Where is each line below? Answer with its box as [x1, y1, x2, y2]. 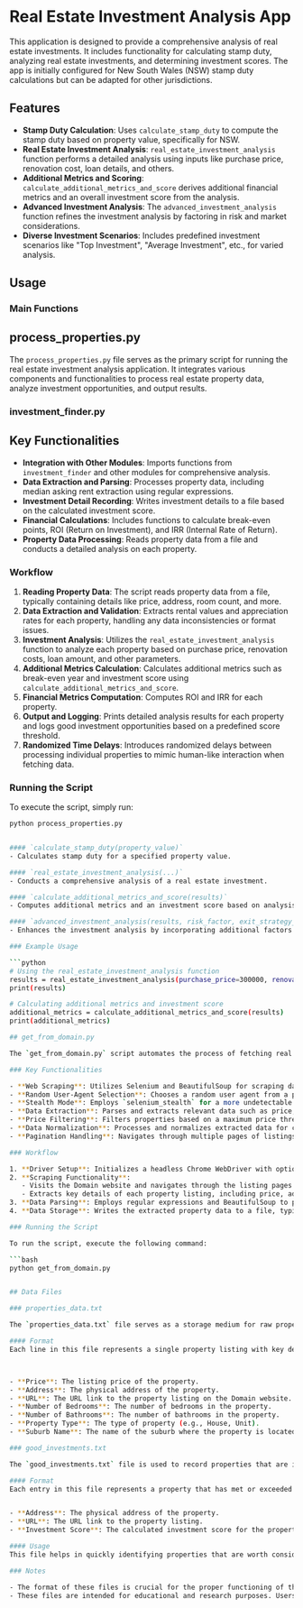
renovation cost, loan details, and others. [22, 162, 175, 173]
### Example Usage [9, 942, 78, 951]
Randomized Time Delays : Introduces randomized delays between [22, 740, 272, 750]
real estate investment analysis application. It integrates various [9, 363, 246, 374]
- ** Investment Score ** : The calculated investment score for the [9, 1526, 264, 1535]
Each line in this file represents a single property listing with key [9, 1345, 284, 1354]
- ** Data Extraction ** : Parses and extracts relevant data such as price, [9, 1107, 297, 1116]
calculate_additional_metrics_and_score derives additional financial [22, 182, 279, 193]
